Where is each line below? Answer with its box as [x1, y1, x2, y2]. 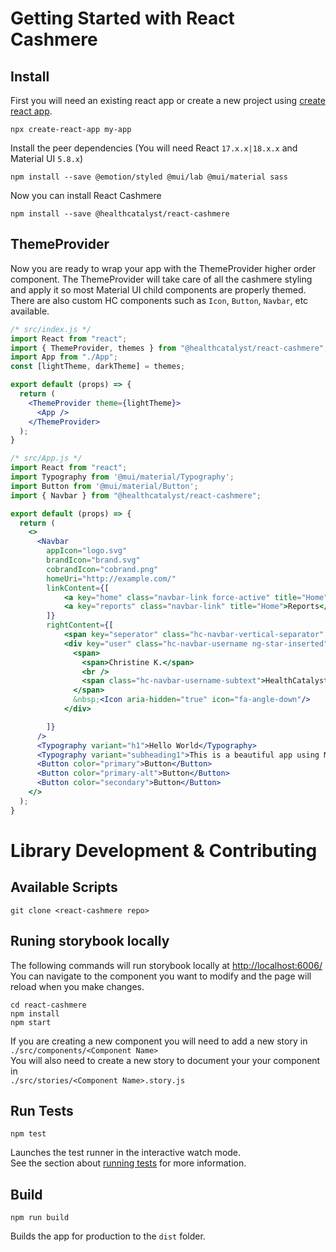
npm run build [10, 1213, 70, 1223]
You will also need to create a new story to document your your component [10, 1054, 321, 1066]
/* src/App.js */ [10, 453, 83, 464]
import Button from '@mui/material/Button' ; [10, 481, 199, 491]
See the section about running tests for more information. [10, 1157, 247, 1169]
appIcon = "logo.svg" [46, 546, 128, 556]
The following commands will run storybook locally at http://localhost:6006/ [10, 959, 323, 971]
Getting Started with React [10, 7, 235, 30]
